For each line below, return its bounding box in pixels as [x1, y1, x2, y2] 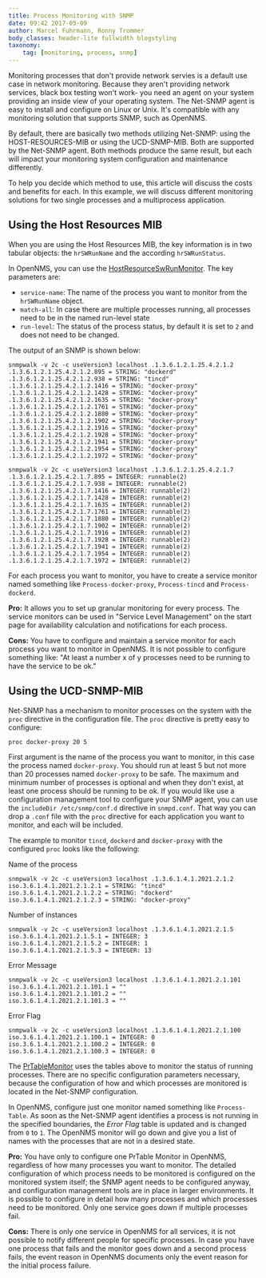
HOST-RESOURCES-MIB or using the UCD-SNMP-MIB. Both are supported [8, 137, 254, 146]
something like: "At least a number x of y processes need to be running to [8, 652, 250, 662]
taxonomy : [8, 42, 42, 50]
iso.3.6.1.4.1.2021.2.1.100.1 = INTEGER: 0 [8, 1033, 156, 1041]
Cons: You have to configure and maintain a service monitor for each [8, 635, 236, 645]
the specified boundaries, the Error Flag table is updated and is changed [8, 1119, 248, 1129]
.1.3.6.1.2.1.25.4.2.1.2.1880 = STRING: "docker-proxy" [8, 409, 198, 418]
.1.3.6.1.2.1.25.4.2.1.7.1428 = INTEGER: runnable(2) [8, 493, 192, 502]
